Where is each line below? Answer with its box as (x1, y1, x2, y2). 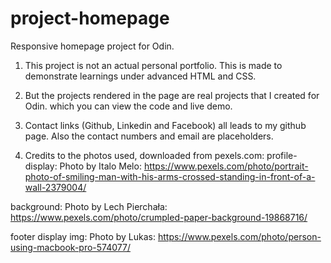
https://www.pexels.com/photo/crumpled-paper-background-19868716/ (10, 211, 308, 223)
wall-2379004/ (24, 181, 87, 193)
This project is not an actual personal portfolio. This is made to (24, 59, 283, 71)
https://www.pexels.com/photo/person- (157, 230, 322, 242)
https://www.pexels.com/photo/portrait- (143, 160, 309, 172)
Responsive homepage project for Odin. (10, 40, 175, 52)
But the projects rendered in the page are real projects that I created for (24, 89, 320, 101)
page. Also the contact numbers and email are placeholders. (24, 130, 274, 142)
